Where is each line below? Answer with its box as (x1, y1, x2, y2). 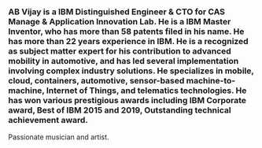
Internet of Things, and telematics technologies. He (46, 85, 247, 96)
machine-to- (186, 75, 236, 86)
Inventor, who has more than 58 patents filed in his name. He (8, 26, 245, 37)
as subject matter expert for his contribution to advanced (8, 46, 232, 57)
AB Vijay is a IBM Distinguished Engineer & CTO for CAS (8, 6, 226, 17)
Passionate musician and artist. (8, 132, 109, 142)
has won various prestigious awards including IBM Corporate (8, 94, 246, 105)
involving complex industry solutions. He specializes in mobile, (8, 65, 254, 76)
